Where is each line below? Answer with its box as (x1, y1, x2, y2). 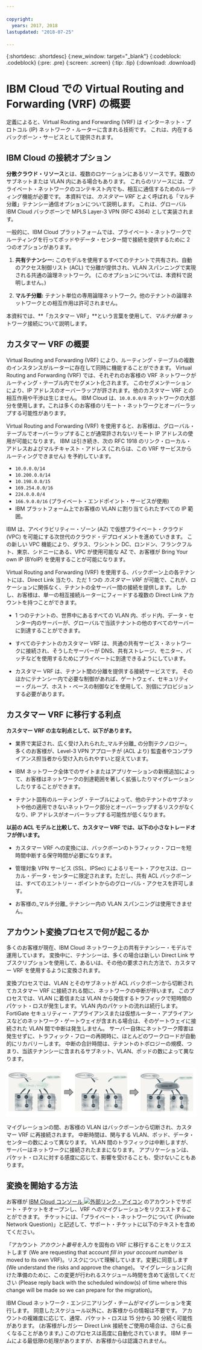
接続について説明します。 (27, 319, 90, 327)
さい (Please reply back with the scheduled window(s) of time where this (6, 1279, 187, 1286)
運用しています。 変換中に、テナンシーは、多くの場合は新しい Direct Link (6, 951, 189, 959)
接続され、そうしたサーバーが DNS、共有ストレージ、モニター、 (25, 647, 186, 654)
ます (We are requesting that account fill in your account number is (16, 1248, 183, 1256)
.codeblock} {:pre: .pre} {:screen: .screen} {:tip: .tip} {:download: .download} (6, 59, 196, 67)
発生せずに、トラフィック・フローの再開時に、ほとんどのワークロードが (6, 1032, 186, 1040)
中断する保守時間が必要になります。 (25, 852, 116, 859)
